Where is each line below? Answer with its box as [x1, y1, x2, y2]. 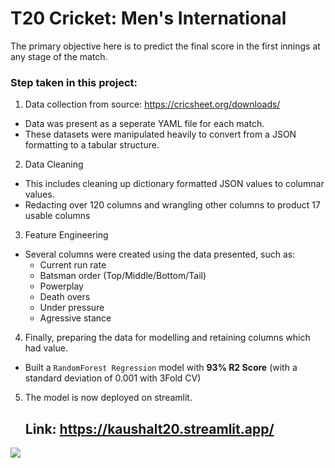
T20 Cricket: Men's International [10, 7, 287, 30]
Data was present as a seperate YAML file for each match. [24, 118, 265, 130]
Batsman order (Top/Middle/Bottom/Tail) [39, 270, 207, 282]
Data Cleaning [24, 158, 84, 171]
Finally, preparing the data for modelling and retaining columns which [24, 332, 311, 344]
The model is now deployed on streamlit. [24, 392, 193, 404]
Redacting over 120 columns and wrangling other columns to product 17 [24, 199, 321, 211]
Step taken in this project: [10, 75, 138, 89]
